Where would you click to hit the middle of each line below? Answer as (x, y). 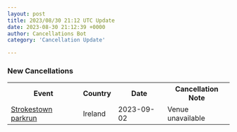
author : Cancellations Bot (47, 34)
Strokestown (32, 109)
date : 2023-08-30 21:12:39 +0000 (56, 27)
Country (97, 94)
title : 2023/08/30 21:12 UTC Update (61, 20)
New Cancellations (41, 71)
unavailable (186, 119)
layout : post (26, 14)
